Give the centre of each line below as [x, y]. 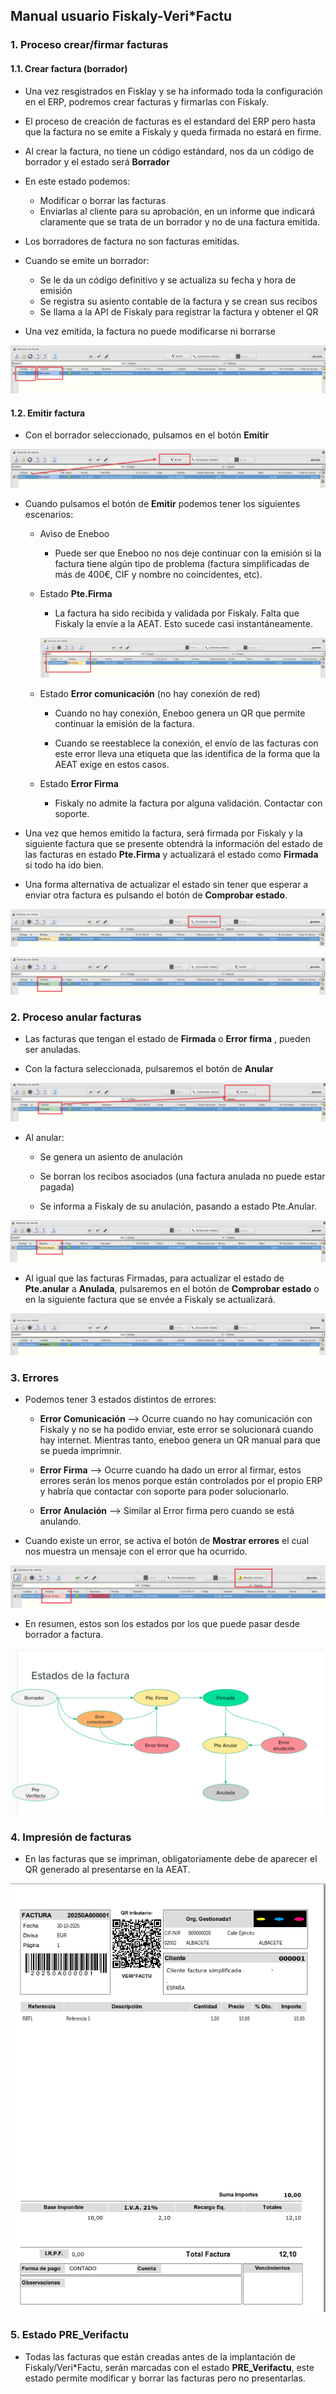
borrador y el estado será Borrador [97, 161]
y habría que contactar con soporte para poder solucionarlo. [164, 1491]
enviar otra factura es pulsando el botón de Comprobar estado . [156, 895]
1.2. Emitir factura [48, 413]
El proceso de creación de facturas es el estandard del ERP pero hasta [170, 121]
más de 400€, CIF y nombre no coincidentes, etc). [158, 574]
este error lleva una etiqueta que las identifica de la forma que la [187, 754]
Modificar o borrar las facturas [103, 200]
